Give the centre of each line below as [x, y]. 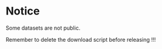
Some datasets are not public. [43, 28]
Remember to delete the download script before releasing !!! [81, 39]
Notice [23, 11]
